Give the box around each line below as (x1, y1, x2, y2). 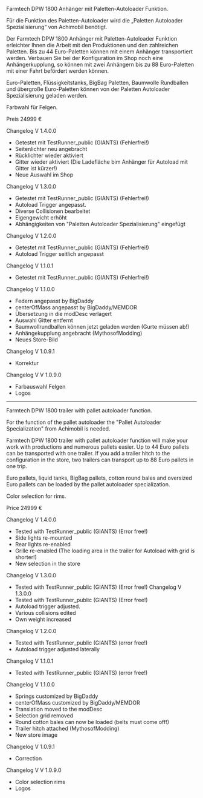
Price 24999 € (6, 505, 42, 511)
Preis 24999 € (6, 115, 42, 122)
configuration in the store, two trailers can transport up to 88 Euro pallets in (6, 456, 194, 463)
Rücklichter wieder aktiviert (14, 152, 83, 159)
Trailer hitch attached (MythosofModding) (14, 725, 120, 732)
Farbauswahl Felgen (14, 383, 66, 390)
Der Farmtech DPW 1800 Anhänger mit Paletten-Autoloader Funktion (6, 35, 177, 42)
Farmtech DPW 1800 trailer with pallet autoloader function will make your (6, 437, 188, 444)
